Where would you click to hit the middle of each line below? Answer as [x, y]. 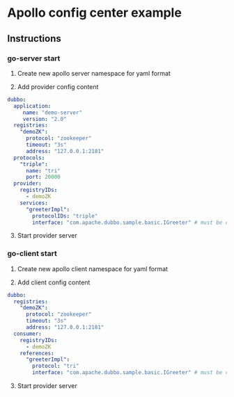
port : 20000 [43, 177]
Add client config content [54, 282]
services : [34, 203]
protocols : [29, 158]
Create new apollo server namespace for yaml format [94, 73]
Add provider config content [58, 87]
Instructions [34, 39]
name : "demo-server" [52, 113]
